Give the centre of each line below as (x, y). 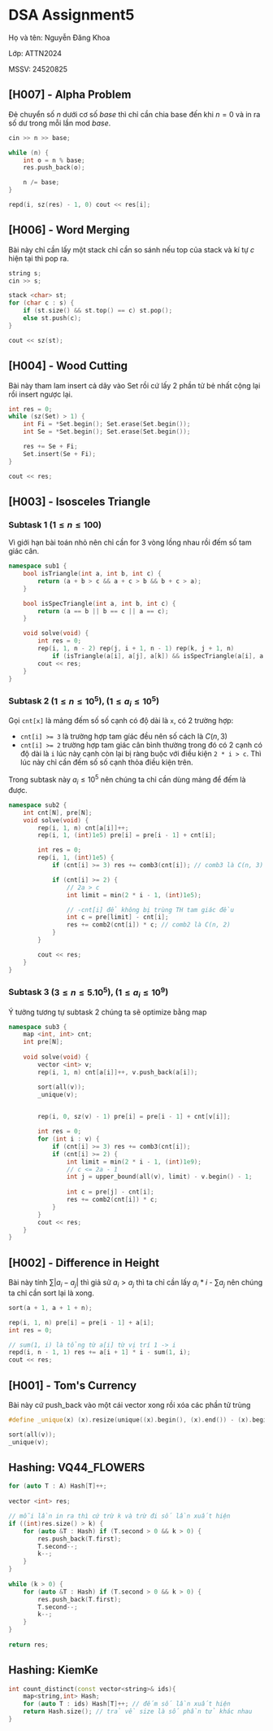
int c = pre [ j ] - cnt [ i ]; (110, 1192)
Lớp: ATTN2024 (35, 53)
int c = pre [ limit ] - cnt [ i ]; (117, 918)
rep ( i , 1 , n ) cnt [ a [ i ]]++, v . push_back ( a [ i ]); (118, 1072)
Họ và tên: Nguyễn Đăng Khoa (59, 37)
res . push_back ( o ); (54, 168)
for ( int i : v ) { (69, 1139)
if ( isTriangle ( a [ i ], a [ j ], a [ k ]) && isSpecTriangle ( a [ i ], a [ (159, 656)
